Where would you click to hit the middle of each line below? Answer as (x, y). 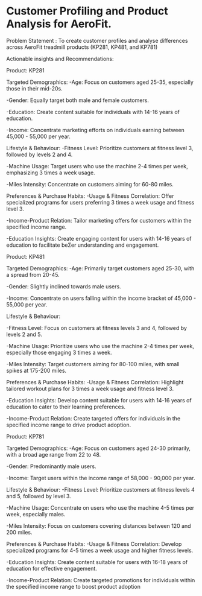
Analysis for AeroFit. (59, 24)
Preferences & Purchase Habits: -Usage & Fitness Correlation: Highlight (95, 382)
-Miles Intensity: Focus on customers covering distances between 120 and (99, 525)
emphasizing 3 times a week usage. (51, 173)
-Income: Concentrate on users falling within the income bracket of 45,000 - (101, 298)
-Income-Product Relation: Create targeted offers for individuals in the (93, 418)
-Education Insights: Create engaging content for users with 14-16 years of (99, 238)
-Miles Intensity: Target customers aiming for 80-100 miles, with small (93, 364)
